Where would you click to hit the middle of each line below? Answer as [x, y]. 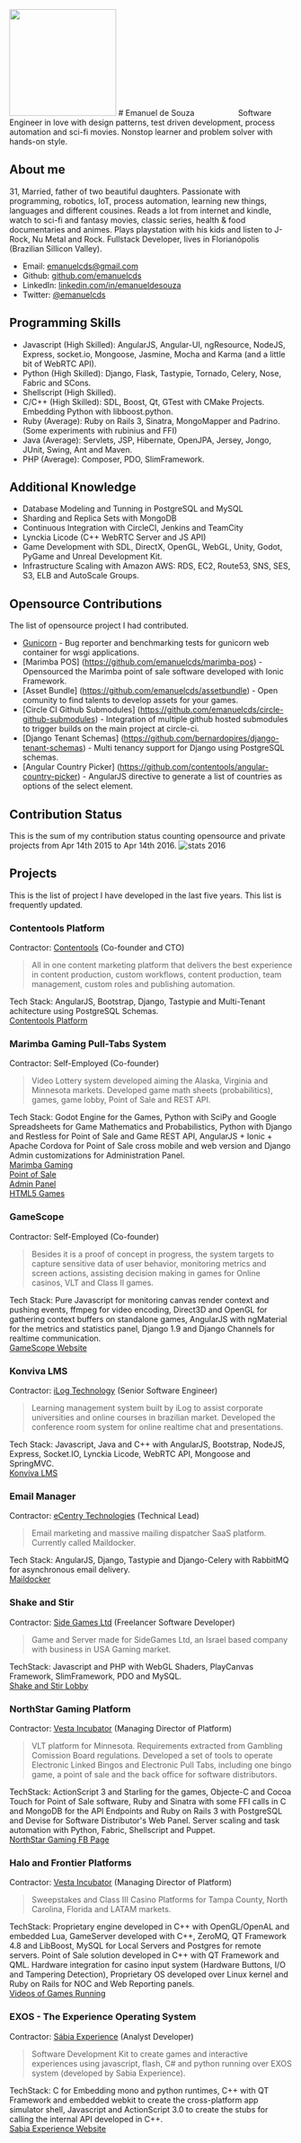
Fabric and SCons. [57, 383]
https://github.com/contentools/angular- [195, 767]
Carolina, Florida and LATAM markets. [101, 1909]
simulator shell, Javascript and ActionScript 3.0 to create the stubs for [139, 2109]
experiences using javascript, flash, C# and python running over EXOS [161, 2063]
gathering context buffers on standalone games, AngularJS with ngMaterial [148, 1318]
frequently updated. [46, 904]
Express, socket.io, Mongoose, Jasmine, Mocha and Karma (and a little [154, 354]
